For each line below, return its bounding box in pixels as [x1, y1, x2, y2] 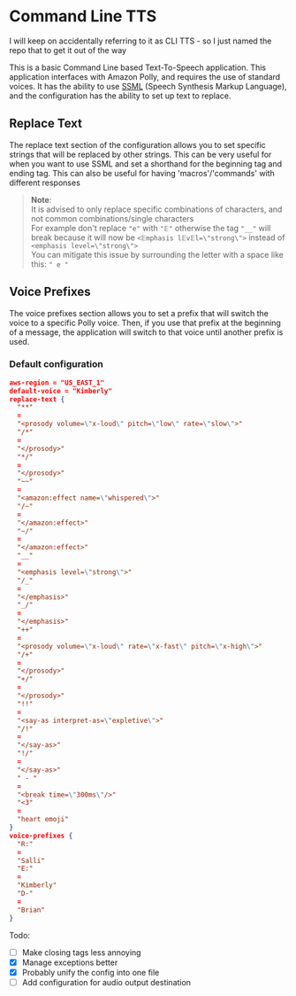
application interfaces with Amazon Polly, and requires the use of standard [9, 71, 281, 82]
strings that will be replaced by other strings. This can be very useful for [9, 149, 272, 160]
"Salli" [17, 856, 46, 865]
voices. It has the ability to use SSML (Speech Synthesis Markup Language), [9, 81, 287, 91]
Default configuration [9, 358, 103, 370]
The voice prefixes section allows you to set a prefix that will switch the [9, 307, 269, 318]
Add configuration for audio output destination [21, 977, 192, 987]
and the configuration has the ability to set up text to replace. [9, 90, 231, 101]
